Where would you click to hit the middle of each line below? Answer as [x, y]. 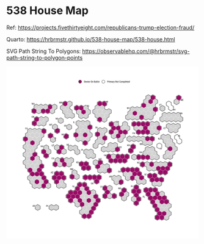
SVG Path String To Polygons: [44, 51]
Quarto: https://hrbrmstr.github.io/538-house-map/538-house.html [91, 39]
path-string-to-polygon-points [45, 57]
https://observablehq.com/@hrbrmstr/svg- [136, 51]
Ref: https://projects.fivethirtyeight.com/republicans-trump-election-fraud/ [100, 27]
